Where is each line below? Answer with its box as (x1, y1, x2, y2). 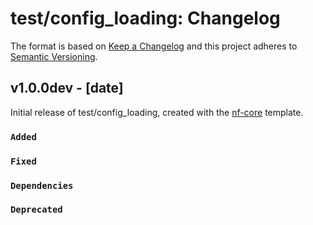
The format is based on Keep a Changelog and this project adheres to (10, 40, 298, 52)
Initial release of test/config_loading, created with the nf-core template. (10, 106, 304, 118)
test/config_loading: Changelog (10, 7, 281, 30)
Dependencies (10, 180, 74, 191)
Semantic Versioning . (10, 50, 98, 62)
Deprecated (10, 204, 63, 216)
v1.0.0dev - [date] (10, 80, 124, 97)
